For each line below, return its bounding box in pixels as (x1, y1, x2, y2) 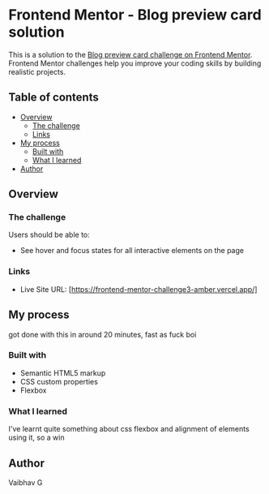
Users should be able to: (8, 230, 91, 240)
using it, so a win (8, 432, 65, 443)
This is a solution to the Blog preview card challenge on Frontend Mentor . (8, 49, 253, 59)
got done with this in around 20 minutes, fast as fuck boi (8, 329, 197, 339)
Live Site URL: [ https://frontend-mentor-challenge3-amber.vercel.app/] (19, 284, 258, 294)
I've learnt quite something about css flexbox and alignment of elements (8, 424, 250, 434)
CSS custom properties (19, 376, 99, 386)
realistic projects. (8, 67, 66, 76)
